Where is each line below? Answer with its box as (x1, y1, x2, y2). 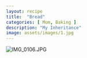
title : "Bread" (6, 14, 45, 20)
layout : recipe (6, 8, 43, 14)
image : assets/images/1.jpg (6, 30, 74, 36)
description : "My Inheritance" (6, 24, 82, 31)
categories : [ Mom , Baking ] (6, 19, 77, 25)
